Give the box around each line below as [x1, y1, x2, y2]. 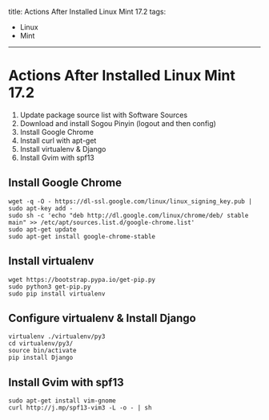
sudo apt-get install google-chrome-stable [8, 232, 156, 240]
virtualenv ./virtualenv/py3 [8, 332, 106, 340]
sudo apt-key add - [8, 204, 74, 212]
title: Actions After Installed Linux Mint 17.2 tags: [8, 7, 167, 16]
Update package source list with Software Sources [19, 110, 188, 120]
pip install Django [8, 353, 74, 362]
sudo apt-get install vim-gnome [8, 397, 116, 405]
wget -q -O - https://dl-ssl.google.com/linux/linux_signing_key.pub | [8, 197, 252, 206]
